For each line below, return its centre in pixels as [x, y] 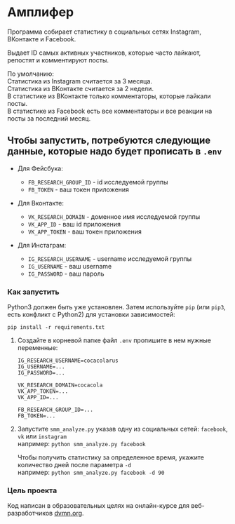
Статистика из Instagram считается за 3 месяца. [80, 81]
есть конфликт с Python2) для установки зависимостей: [91, 315]
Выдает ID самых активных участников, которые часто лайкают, [104, 53]
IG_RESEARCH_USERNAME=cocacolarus [68, 361]
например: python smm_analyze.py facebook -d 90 [91, 472]
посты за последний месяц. [49, 118]
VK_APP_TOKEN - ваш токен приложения [85, 231]
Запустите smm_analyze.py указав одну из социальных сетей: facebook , [122, 429]
